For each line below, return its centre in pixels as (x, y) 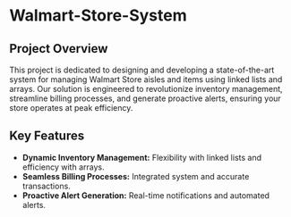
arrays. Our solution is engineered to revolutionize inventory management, (146, 89)
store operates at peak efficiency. (71, 108)
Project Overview (59, 49)
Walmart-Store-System (98, 16)
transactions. (47, 186)
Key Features (47, 136)
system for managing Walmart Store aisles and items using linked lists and (146, 79)
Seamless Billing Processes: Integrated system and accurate (136, 176)
